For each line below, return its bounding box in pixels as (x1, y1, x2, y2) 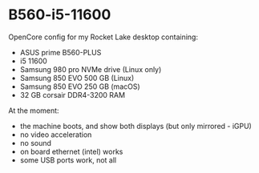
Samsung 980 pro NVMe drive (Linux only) (19, 64, 162, 74)
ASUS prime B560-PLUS (19, 47, 102, 57)
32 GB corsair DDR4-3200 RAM (19, 90, 126, 99)
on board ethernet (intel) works (19, 147, 123, 156)
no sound (19, 138, 52, 147)
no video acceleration (19, 130, 92, 139)
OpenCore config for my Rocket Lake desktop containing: (8, 32, 199, 42)
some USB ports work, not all (19, 155, 117, 165)
